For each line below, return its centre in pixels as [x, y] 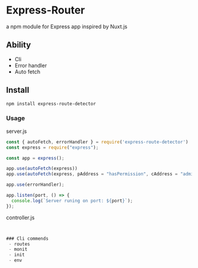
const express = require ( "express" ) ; [52, 148]
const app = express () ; [35, 158]
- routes [19, 244]
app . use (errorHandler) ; [35, 185]
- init [17, 255]
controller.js [20, 217]
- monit [18, 249]
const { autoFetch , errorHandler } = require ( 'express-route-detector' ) [97, 142]
